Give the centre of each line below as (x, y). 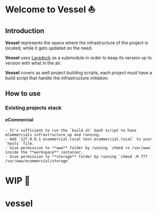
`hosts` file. (20, 143)
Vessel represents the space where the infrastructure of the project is (77, 43)
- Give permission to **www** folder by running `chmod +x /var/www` (79, 148)
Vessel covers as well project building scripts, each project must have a (79, 73)
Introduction (25, 31)
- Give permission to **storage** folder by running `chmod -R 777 (77, 157)
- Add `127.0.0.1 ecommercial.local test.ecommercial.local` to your (79, 139)
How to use (23, 94)
